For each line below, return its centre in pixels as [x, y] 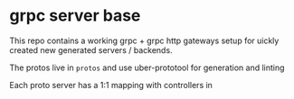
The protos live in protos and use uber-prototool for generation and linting [147, 67]
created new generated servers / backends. [91, 49]
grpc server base [75, 16]
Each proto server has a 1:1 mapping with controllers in [111, 85]
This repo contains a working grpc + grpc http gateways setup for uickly [144, 40]
